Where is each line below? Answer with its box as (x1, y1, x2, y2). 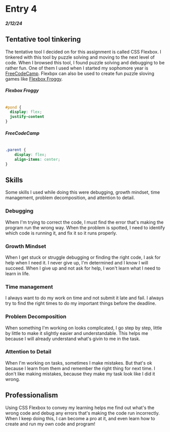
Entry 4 (5, 3, 37, 15)
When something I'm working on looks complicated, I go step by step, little (5, 325, 162, 331)
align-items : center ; (14, 157, 60, 162)
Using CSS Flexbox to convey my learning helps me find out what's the (5, 404, 155, 411)
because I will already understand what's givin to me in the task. (5, 335, 140, 342)
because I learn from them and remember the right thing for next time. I (5, 365, 156, 371)
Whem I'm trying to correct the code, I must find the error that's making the (5, 219, 164, 225)
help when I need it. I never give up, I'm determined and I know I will (5, 259, 149, 266)
